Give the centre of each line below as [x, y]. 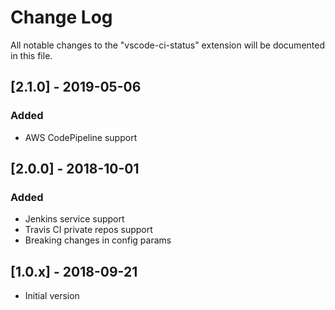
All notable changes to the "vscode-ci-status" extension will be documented [167, 45]
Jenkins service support [74, 219]
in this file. [31, 55]
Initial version [52, 296]
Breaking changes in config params [98, 240]
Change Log [61, 17]
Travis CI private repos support [88, 230]
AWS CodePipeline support [81, 137]
